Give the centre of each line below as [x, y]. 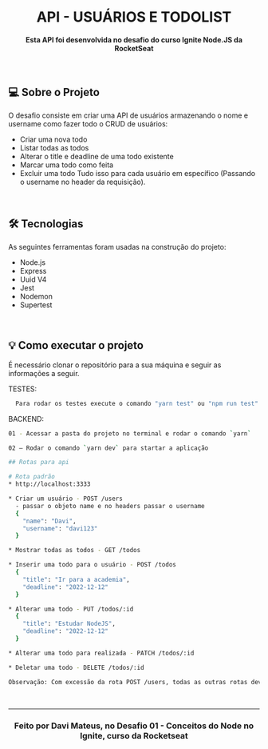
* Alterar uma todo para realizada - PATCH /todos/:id [101, 653]
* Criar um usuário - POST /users [66, 499]
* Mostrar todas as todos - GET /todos [75, 551]
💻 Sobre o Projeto [54, 92]
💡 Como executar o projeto [76, 345]
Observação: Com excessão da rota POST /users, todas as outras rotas [128, 682]
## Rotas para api [39, 463]
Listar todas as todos [54, 148]
